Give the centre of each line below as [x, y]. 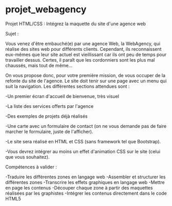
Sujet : [12, 33]
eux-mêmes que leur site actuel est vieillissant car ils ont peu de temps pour [86, 54]
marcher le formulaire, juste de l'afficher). [49, 132]
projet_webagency [46, 10]
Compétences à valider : [31, 167]
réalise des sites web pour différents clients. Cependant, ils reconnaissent [83, 49]
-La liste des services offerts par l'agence [50, 106]
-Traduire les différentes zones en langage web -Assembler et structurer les [85, 177]
